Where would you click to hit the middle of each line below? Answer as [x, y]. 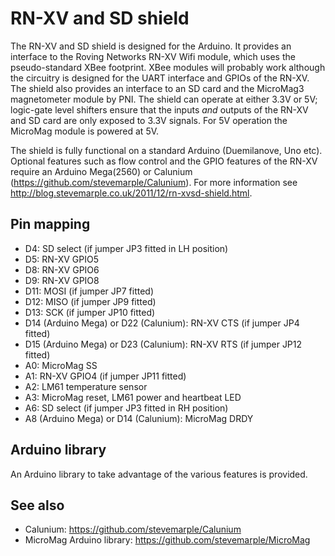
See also [37, 505]
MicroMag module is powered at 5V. [85, 131]
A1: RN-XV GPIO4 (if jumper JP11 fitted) [105, 376]
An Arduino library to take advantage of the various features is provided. [159, 474]
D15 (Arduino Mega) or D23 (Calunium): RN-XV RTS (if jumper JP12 [163, 344]
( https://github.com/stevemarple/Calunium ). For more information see [154, 182]
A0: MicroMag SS [61, 365]
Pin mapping [50, 224]
